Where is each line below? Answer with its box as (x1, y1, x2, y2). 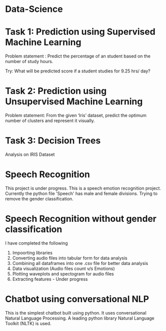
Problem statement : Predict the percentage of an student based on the (5, 53, 151, 59)
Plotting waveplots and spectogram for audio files (12, 270, 114, 276)
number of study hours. (5, 59, 54, 65)
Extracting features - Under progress (12, 276, 88, 282)
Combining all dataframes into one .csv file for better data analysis (12, 260, 149, 266)
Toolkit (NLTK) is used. (5, 320, 52, 326)
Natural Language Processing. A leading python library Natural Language (5, 315, 155, 321)
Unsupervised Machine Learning (5, 96, 143, 107)
